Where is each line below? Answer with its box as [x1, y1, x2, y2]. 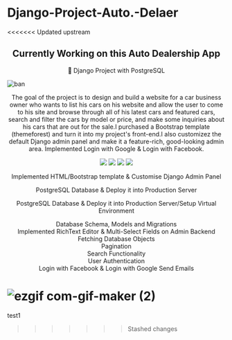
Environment [98, 206, 135, 215]
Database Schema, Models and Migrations [55, 220, 177, 228]
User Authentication [87, 256, 145, 265]
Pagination [101, 242, 132, 250]
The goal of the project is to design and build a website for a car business [11, 93, 222, 101]
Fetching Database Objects [78, 234, 155, 243]
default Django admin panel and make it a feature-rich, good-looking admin [8, 137, 224, 145]
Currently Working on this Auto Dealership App [12, 48, 220, 60]
